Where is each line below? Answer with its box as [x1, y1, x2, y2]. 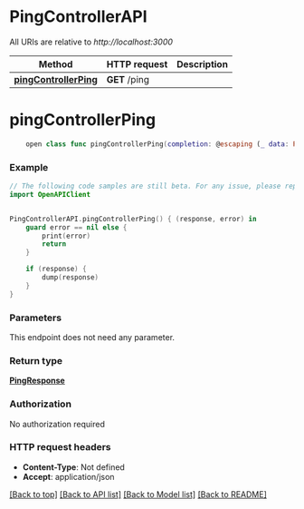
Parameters [9, 311, 62, 324]
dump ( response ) [42, 273, 100, 282]
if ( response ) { [25, 265, 88, 274]
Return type [9, 354, 63, 367]
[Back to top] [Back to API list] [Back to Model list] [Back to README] [9, 488, 267, 500]
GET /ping [106, 73, 150, 85]
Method [38, 57, 73, 70]
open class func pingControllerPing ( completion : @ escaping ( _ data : [25, 139, 290, 149]
